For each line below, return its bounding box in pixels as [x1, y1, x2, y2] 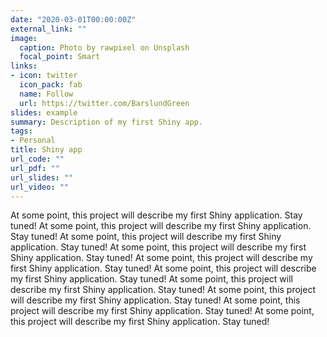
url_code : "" [10, 154, 65, 164]
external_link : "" [10, 24, 87, 34]
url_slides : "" [10, 172, 74, 183]
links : [10, 61, 38, 71]
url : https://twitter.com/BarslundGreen [19, 98, 190, 108]
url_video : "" [10, 182, 70, 192]
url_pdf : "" [10, 163, 60, 173]
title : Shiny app [10, 145, 83, 155]
